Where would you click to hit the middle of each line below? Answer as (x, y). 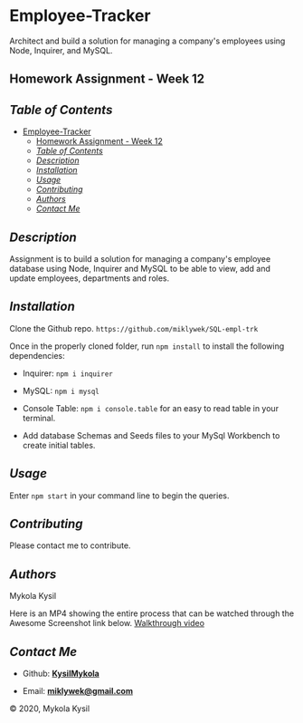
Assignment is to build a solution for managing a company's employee (140, 258)
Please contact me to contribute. (70, 545)
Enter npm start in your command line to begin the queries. (119, 496)
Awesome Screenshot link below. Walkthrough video (107, 623)
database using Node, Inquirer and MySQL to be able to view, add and (140, 268)
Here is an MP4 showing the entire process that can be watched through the (152, 613)
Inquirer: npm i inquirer (67, 373)
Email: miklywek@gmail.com (78, 691)
